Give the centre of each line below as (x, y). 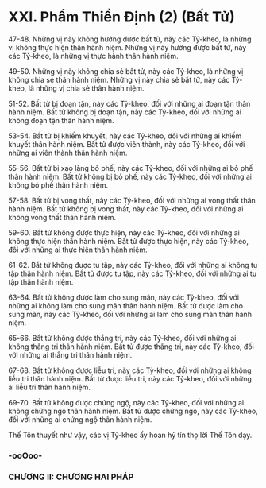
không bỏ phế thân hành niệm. (58, 185)
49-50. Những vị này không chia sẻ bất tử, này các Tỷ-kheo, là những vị (126, 71)
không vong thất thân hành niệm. (62, 217)
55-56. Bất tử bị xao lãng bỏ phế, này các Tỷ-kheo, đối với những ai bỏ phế (131, 168)
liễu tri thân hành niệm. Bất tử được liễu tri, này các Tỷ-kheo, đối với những (130, 378)
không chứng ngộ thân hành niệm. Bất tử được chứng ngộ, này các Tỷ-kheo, (133, 411)
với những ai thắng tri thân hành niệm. (70, 354)
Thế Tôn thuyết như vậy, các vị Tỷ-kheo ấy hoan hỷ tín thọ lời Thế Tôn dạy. (130, 435)
